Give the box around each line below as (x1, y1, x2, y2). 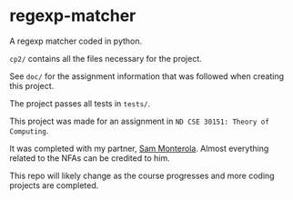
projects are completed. (9, 179, 99, 191)
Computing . (9, 125, 49, 136)
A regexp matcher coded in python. (9, 35, 143, 46)
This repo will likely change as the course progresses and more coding (9, 170, 275, 181)
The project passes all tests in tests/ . (9, 97, 151, 109)
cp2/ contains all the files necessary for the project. (9, 53, 202, 64)
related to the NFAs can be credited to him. (9, 152, 170, 164)
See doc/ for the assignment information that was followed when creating (9, 70, 285, 82)
